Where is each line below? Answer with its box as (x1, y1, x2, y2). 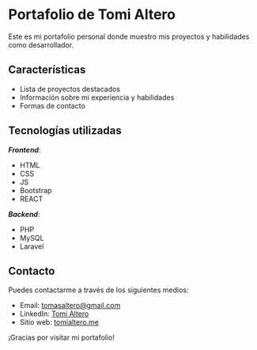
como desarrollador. (8, 40, 74, 49)
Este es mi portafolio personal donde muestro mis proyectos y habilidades (8, 32, 250, 41)
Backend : (8, 209, 40, 219)
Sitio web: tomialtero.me (19, 318, 99, 327)
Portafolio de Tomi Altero (8, 6, 176, 24)
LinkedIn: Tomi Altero (19, 309, 89, 318)
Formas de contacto (19, 101, 85, 110)
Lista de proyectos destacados (19, 84, 121, 93)
